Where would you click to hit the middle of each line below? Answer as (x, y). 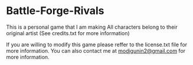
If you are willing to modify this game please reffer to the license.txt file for (97, 45)
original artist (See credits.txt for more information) (68, 33)
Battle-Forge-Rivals (55, 11)
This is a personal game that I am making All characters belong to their (92, 27)
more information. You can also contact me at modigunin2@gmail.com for (96, 50)
